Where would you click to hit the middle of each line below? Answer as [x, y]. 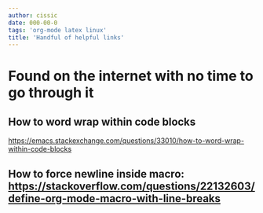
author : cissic [33, 15]
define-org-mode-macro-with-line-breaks [115, 198]
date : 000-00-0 [33, 23]
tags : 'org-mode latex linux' [58, 30]
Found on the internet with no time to [131, 76]
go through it [51, 93]
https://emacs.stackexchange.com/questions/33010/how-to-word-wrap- [126, 141]
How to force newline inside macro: [96, 174]
